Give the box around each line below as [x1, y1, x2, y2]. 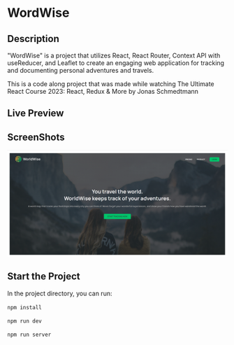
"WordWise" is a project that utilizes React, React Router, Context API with [7, 51, 221, 59]
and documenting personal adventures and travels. [7, 66, 154, 74]
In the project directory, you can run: [7, 289, 112, 297]
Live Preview [7, 107, 64, 120]
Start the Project [7, 271, 80, 283]
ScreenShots [7, 131, 65, 143]
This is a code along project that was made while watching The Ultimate [7, 80, 214, 88]
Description [7, 33, 59, 45]
